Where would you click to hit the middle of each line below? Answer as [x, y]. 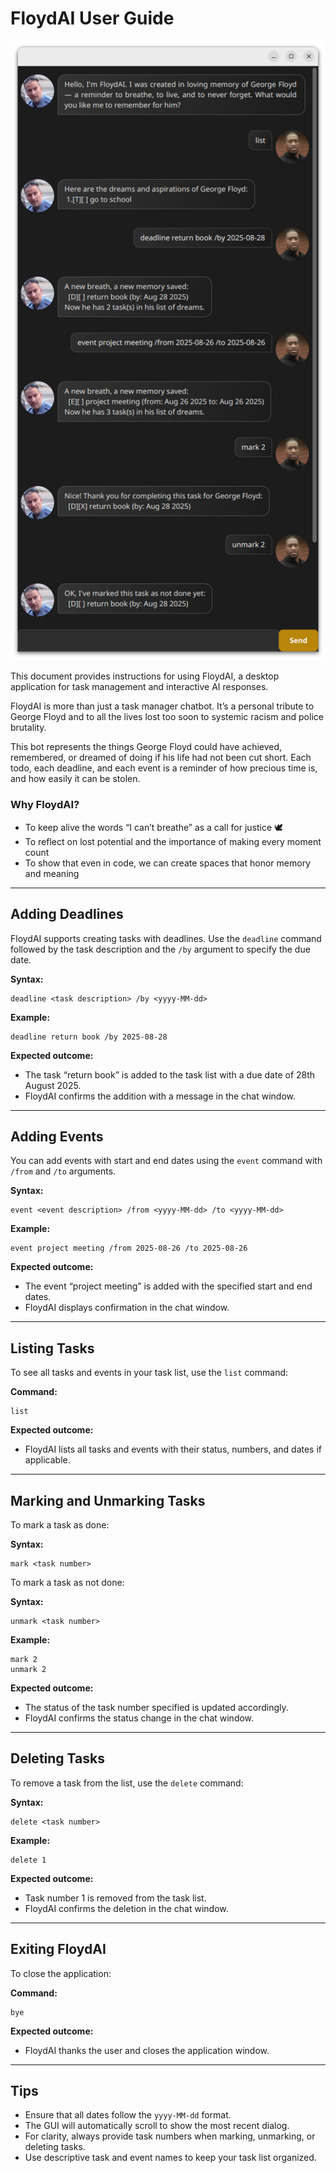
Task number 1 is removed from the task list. [115, 1898]
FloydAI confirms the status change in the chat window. [139, 1718]
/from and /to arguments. [63, 1171]
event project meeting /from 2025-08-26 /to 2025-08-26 [129, 1248]
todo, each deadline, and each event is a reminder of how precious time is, [164, 768]
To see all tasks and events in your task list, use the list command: [149, 1373]
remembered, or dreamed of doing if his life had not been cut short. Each [161, 758]
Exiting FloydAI [58, 1949]
